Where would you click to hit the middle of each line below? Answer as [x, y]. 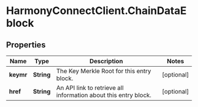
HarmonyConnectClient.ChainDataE [96, 11]
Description [106, 61]
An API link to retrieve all [90, 88]
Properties [26, 45]
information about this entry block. [104, 95]
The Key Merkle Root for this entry [104, 71]
